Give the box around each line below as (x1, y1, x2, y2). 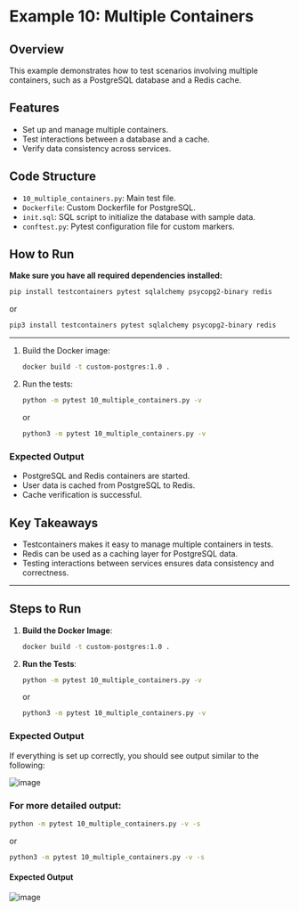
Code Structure (9, 169, 96, 184)
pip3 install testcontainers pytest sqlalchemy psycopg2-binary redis (9, 321, 277, 330)
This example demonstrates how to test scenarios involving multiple (9, 65, 258, 76)
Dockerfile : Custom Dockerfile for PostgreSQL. (21, 202, 196, 213)
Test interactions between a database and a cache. (21, 134, 211, 144)
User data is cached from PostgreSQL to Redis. (21, 480, 196, 491)
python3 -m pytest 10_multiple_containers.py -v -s (9, 852, 205, 861)
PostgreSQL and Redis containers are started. (21, 470, 190, 482)
